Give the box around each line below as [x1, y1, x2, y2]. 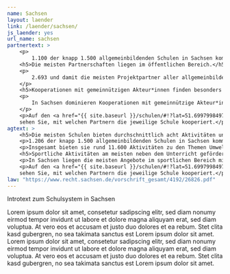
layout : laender [7, 16, 53, 23]
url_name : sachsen [7, 36, 60, 43]
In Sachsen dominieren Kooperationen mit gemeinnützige [31, 100, 194, 106]
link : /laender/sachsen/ [7, 23, 78, 30]
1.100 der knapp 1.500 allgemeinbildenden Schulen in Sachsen [31, 55, 213, 62]
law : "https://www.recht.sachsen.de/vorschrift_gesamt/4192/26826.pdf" [7, 176, 216, 183]
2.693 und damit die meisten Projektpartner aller [31, 73, 179, 81]
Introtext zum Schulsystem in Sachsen [7, 195, 115, 203]
